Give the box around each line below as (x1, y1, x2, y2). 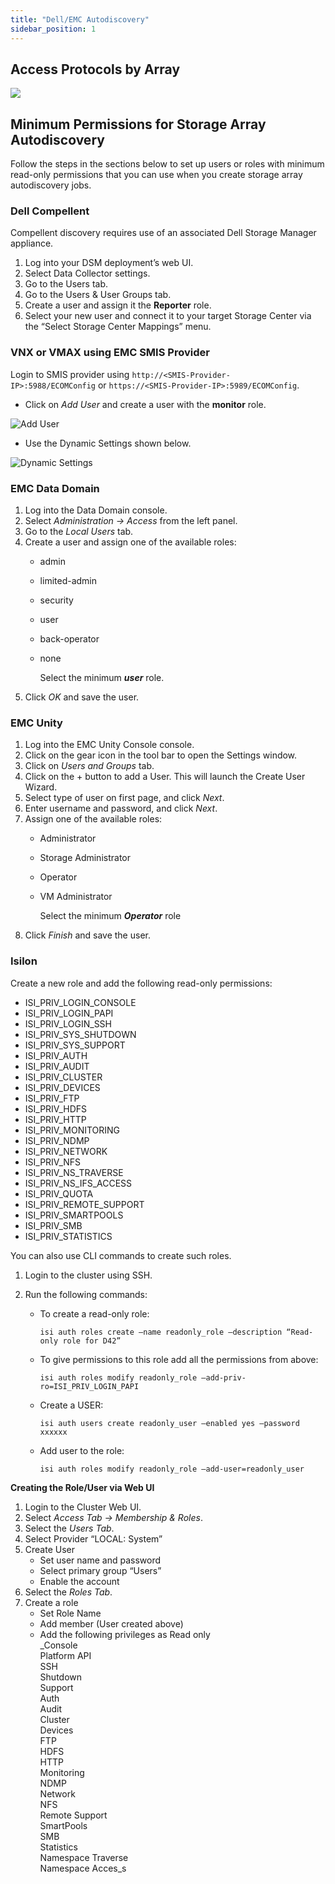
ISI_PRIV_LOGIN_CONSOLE (24, 996, 137, 1008)
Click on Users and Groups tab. (24, 760, 155, 772)
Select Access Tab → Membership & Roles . (24, 1511, 203, 1523)
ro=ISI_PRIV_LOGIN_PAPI (39, 1381, 140, 1391)
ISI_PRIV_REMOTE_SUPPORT (24, 1198, 145, 1210)
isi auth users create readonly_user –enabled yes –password (39, 1418, 300, 1428)
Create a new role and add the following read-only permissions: (10, 977, 273, 989)
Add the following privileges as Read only (39, 1628, 211, 1640)
